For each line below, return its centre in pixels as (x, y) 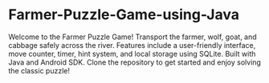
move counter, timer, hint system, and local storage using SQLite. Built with (132, 53)
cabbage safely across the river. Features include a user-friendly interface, (132, 45)
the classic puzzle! (39, 70)
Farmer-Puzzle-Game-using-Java (124, 15)
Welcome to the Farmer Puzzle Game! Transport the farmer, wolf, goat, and (132, 37)
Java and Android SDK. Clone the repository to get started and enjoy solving (134, 62)
